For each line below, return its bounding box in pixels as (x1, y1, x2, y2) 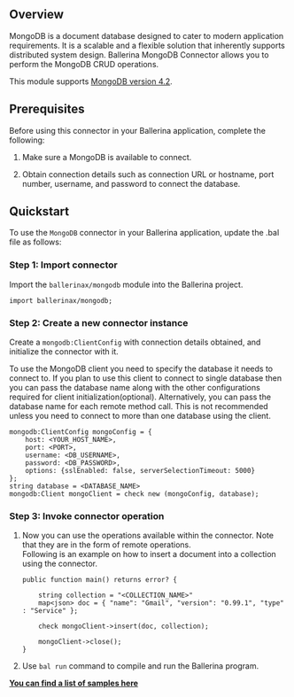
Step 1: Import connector (9, 259, 118, 271)
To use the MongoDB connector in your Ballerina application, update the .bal (9, 228, 280, 238)
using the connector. (21, 558, 97, 569)
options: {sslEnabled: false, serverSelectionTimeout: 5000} (25, 467, 255, 476)
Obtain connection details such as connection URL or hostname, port (21, 168, 275, 180)
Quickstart (9, 204, 70, 220)
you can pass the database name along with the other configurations (9, 383, 261, 393)
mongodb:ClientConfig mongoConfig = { (9, 428, 152, 437)
